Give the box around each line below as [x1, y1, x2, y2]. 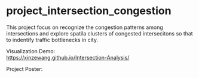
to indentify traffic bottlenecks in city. [6, 36, 99, 43]
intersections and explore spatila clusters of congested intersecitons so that [6, 30, 193, 37]
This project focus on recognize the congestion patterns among [6, 24, 163, 31]
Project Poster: [6, 65, 43, 72]
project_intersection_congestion [6, 4, 172, 18]
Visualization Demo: [6, 47, 56, 54]
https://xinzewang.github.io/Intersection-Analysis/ [6, 54, 130, 61]
